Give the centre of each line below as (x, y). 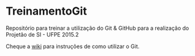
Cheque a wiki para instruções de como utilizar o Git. (73, 46)
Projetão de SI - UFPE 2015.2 (42, 34)
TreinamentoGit (46, 11)
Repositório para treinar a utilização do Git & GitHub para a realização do (97, 28)
